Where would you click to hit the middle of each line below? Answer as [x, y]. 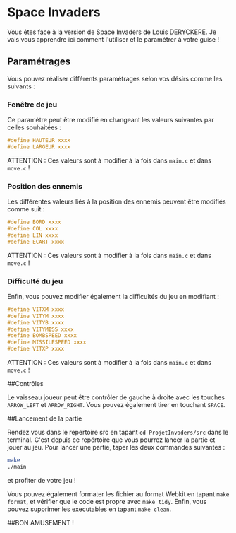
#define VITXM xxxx [36, 309]
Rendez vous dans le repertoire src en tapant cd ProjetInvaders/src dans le [118, 433]
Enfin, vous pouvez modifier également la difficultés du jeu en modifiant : [113, 296]
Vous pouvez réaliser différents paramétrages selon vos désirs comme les [115, 78]
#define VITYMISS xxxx [41, 329]
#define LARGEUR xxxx [39, 147]
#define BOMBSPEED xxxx [42, 336]
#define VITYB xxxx [36, 322]
